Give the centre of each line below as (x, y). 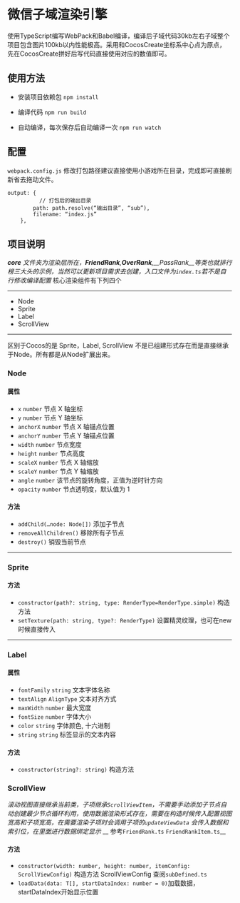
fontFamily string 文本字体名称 (64, 690)
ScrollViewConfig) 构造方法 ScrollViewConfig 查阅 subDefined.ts (113, 874)
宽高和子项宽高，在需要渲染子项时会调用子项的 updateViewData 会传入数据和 (118, 822)
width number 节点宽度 (49, 444)
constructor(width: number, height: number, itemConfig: (104, 866)
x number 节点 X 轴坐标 (50, 408)
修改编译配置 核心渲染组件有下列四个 (67, 281)
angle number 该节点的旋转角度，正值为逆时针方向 (90, 480)
